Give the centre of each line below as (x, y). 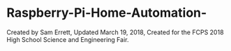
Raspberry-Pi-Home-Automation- (107, 13)
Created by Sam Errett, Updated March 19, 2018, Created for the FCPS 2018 (115, 32)
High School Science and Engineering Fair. (68, 39)
